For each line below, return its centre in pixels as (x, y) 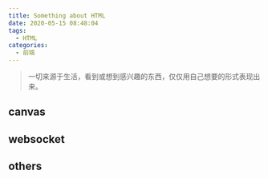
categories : (28, 45)
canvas (27, 112)
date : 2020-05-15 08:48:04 (53, 23)
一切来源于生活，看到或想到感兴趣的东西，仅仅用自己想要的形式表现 (140, 76)
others (25, 166)
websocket (37, 139)
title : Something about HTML (57, 16)
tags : (17, 30)
